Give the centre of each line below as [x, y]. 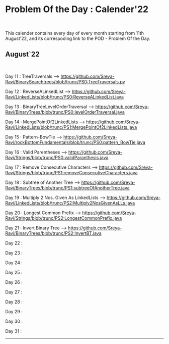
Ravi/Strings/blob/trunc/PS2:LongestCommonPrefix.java [64, 218]
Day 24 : [14, 262]
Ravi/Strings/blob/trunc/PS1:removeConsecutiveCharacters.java [71, 172]
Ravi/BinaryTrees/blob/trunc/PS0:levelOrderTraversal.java [65, 112]
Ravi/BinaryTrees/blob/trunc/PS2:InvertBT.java [53, 233]
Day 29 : [14, 311]
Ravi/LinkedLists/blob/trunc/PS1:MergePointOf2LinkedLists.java [71, 127]
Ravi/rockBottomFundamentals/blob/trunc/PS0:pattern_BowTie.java [75, 142]
